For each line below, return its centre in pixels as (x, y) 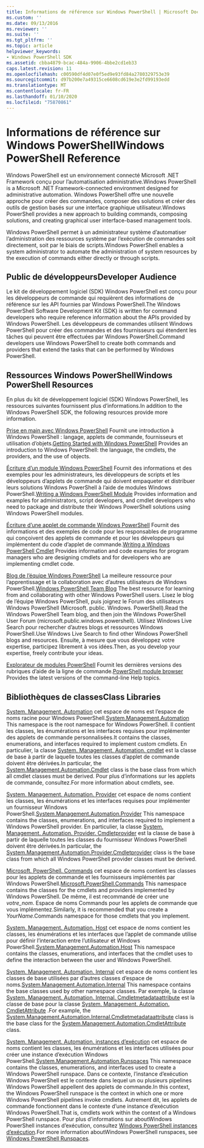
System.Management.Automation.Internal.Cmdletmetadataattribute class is (100, 1017)
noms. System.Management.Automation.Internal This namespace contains (99, 985)
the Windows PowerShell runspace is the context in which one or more (95, 1093)
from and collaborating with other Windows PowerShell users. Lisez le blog (100, 595)
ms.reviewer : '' (27, 29)
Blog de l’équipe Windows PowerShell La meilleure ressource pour (89, 576)
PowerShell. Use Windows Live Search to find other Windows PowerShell (97, 634)
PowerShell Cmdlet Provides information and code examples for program (98, 551)
